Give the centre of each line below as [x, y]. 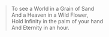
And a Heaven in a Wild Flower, [50, 15]
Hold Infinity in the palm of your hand [57, 21]
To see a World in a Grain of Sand [53, 9]
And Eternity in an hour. [40, 27]
